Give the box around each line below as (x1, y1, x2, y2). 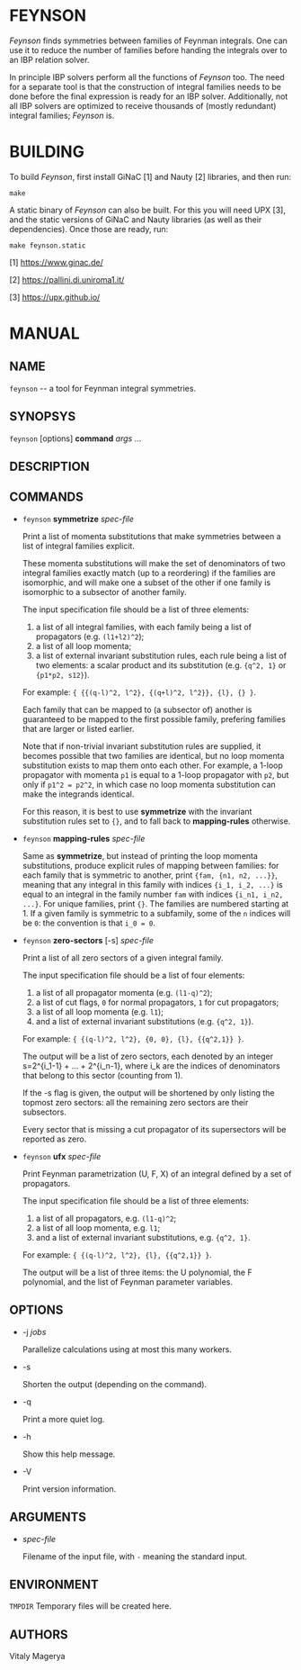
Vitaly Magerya (9, 1651, 66, 1662)
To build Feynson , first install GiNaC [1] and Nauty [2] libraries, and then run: (9, 171, 292, 182)
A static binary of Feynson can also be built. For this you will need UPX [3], (9, 204, 286, 215)
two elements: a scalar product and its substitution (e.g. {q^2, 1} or (35, 659, 287, 671)
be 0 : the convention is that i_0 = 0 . (22, 917, 155, 928)
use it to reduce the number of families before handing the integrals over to (9, 44, 288, 55)
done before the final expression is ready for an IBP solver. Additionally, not (9, 91, 288, 102)
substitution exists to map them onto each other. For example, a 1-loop (22, 760, 283, 771)
